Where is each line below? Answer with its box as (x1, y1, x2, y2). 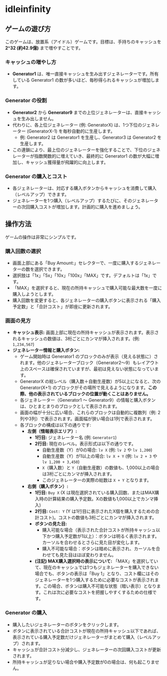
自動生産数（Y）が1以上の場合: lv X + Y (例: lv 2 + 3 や (42, 453, 158, 459)
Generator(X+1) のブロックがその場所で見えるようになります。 (19, 385, 149, 391)
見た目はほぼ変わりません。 (59, 552, 116, 558)
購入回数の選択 (5, 248, 41, 255)
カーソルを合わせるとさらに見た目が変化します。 (42, 539, 143, 545)
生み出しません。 (21, 116, 56, 122)
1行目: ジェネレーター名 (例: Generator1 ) (34, 435, 117, 441)
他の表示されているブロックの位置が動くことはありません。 (28, 391, 151, 397)
